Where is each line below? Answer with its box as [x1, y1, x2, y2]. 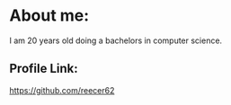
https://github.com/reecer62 [9, 84, 115, 95]
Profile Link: [9, 61, 78, 76]
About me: [9, 5, 90, 26]
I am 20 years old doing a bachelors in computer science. [9, 35, 223, 46]
